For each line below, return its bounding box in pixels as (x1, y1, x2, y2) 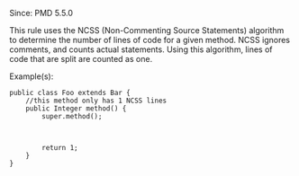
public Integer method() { (25, 104, 127, 113)
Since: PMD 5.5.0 (9, 8, 74, 18)
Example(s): (9, 71, 54, 82)
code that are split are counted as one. (9, 54, 153, 64)
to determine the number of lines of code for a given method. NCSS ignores (9, 35, 291, 45)
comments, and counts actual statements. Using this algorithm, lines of (9, 44, 273, 55)
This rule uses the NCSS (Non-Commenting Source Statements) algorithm (9, 25, 285, 35)
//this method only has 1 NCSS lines (25, 96, 168, 105)
